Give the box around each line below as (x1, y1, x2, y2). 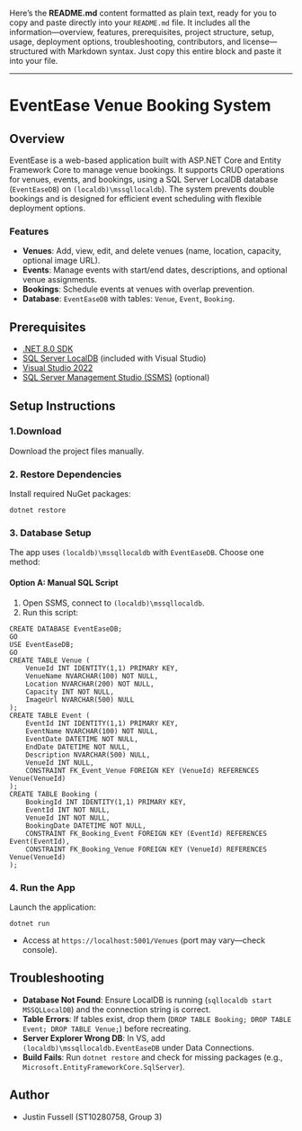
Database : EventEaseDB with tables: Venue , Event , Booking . (22, 293, 235, 304)
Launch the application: (9, 902, 96, 912)
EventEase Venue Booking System (9, 95, 271, 116)
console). (22, 944, 58, 955)
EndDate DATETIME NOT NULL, (25, 742, 130, 751)
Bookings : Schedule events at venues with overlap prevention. (22, 283, 255, 295)
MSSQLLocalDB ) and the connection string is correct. (22, 1003, 211, 1015)
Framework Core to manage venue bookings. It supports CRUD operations (9, 165, 285, 175)
